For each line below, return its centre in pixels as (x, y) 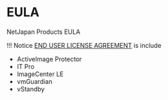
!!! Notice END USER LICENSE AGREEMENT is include (84, 45)
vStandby (31, 89)
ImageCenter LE (40, 74)
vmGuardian (34, 81)
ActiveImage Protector (49, 59)
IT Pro (25, 66)
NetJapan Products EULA (44, 32)
